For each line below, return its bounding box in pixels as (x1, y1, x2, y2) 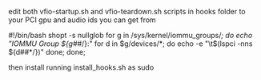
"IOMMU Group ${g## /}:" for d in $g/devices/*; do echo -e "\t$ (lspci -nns (8, 39, 253, 48)
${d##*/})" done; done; (8, 48, 86, 56)
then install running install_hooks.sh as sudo (8, 63, 155, 72)
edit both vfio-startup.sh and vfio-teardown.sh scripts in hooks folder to (8, 7, 246, 16)
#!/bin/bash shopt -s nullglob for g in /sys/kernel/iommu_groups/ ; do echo (8, 31, 253, 40)
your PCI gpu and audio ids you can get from (8, 15, 156, 25)
